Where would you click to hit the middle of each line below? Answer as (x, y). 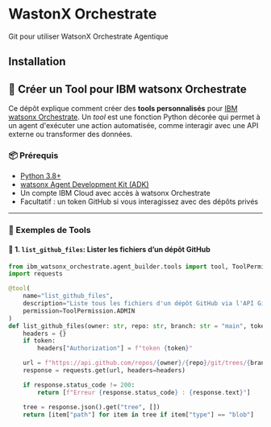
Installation (37, 62)
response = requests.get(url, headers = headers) (104, 371)
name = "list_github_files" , (68, 296)
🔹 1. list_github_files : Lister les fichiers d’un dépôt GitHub (110, 249)
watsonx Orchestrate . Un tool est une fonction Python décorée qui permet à (134, 117)
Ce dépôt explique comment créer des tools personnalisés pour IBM (123, 109)
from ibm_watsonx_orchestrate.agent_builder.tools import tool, (119, 267)
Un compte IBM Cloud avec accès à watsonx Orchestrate (115, 193)
